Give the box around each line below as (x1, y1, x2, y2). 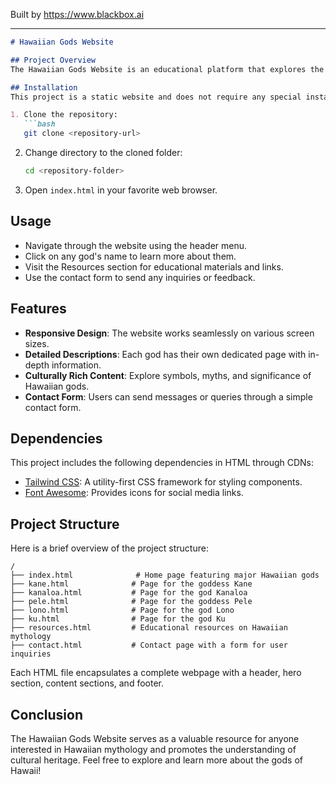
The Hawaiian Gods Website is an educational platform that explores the (10, 64, 325, 74)
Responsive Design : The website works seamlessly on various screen (24, 327, 315, 339)
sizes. (24, 337, 50, 349)
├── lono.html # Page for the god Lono (10, 605, 235, 616)
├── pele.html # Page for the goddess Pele (10, 597, 253, 607)
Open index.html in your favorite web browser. (24, 184, 218, 196)
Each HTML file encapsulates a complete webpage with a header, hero (10, 667, 302, 679)
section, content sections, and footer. (10, 677, 164, 689)
